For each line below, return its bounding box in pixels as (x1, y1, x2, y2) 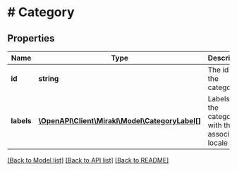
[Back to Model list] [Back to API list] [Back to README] (7, 156, 169, 164)
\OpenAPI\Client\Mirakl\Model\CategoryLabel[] (38, 116, 201, 125)
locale (207, 138, 228, 148)
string (38, 74, 59, 83)
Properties (7, 32, 55, 44)
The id (207, 65, 229, 75)
